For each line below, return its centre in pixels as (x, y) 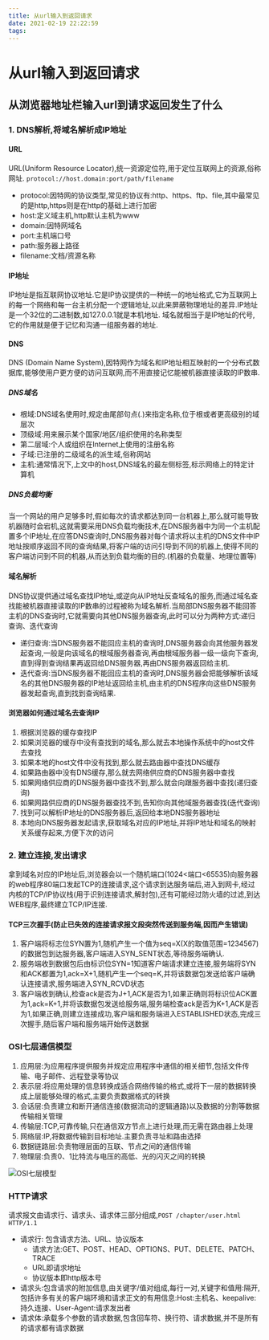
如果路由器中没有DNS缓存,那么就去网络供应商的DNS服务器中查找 (127, 772)
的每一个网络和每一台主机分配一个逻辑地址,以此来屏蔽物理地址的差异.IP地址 (133, 305)
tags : (17, 31)
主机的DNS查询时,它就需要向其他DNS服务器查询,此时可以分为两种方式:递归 (132, 616)
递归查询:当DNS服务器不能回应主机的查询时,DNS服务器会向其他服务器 (135, 642)
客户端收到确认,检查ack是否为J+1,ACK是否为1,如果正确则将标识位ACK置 (139, 994)
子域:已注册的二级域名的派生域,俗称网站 (85, 454)
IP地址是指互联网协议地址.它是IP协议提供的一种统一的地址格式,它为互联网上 (133, 295)
